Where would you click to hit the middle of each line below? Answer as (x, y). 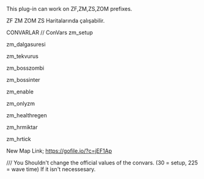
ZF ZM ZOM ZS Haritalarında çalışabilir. (56, 20)
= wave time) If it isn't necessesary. (51, 169)
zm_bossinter (24, 80)
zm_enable (20, 92)
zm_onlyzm (21, 104)
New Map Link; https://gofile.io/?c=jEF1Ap (59, 151)
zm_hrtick (19, 139)
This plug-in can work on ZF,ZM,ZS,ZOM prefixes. (69, 9)
